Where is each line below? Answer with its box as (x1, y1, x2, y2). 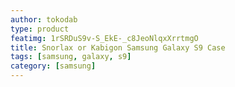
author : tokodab (10, 14, 78, 25)
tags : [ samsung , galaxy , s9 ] (10, 52, 132, 62)
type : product (10, 24, 70, 34)
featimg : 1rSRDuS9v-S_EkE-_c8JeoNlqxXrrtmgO (10, 33, 199, 43)
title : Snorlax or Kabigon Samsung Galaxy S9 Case (10, 42, 226, 53)
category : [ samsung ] (10, 61, 97, 71)
